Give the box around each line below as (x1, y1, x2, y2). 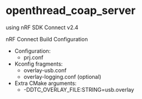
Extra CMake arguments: (14, 80, 77, 87)
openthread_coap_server (5, 4, 136, 18)
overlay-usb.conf (23, 66, 67, 73)
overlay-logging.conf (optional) (23, 73, 101, 80)
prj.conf (23, 53, 44, 61)
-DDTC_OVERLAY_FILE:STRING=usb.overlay (23, 86, 135, 93)
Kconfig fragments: (14, 60, 63, 67)
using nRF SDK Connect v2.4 (5, 24, 79, 31)
